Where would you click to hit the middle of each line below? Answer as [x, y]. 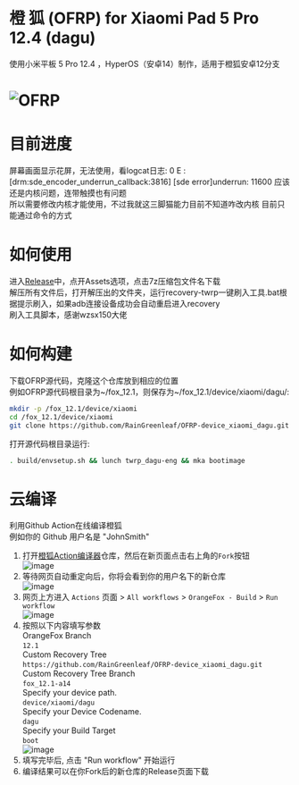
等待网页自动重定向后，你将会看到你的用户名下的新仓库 [124, 577]
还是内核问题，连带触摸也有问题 [68, 193]
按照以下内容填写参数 [61, 626]
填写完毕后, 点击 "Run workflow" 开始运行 [99, 760]
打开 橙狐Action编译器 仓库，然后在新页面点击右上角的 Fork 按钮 [136, 556]
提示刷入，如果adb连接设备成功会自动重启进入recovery [118, 304]
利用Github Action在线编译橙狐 [66, 526]
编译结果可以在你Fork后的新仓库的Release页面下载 [116, 772]
